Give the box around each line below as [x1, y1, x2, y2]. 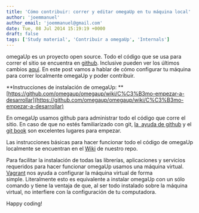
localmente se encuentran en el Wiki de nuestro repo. [6, 145, 138, 152]
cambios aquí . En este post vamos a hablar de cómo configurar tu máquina [6, 66, 191, 72]
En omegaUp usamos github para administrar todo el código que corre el [6, 114, 186, 121]
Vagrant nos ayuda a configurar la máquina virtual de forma [6, 169, 153, 177]
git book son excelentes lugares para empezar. [6, 127, 121, 134]
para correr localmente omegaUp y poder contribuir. [6, 72, 135, 79]
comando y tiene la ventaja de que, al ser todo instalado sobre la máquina [6, 182, 188, 189]
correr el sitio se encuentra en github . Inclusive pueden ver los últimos [6, 59, 180, 66]
